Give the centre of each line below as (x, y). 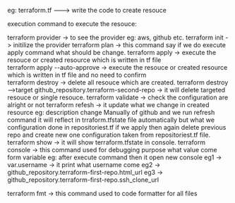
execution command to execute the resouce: (72, 24)
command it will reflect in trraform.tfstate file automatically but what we (111, 120)
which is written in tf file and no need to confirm (77, 75)
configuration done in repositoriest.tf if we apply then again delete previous (117, 127)
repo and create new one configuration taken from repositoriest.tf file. (109, 135)
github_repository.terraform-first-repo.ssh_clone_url (83, 180)
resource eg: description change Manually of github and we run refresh (111, 112)
